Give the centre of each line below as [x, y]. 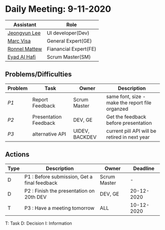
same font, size [124, 96]
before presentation [129, 123]
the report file [136, 103]
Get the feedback [126, 116]
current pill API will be [131, 131]
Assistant [25, 25]
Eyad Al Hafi [22, 57]
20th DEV [35, 197]
